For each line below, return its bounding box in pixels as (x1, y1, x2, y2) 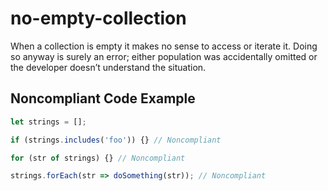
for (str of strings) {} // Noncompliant (10, 153, 186, 163)
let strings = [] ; (10, 117, 87, 127)
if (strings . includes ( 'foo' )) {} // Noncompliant (10, 135, 222, 145)
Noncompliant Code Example (10, 90, 196, 107)
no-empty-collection (10, 7, 187, 30)
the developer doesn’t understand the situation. (10, 61, 207, 73)
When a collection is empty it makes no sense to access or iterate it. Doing (10, 40, 318, 52)
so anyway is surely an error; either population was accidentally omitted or (10, 50, 318, 62)
